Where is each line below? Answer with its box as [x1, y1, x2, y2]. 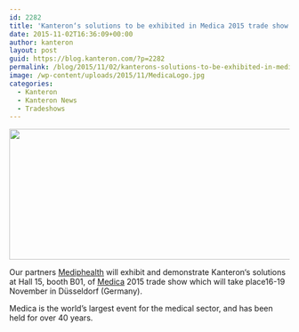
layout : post [9, 46, 58, 55]
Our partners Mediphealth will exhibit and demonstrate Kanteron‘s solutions [9, 267, 287, 278]
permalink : [9, 63, 50, 72]
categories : [9, 79, 53, 88]
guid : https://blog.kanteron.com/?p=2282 [9, 54, 166, 63]
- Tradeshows [17, 104, 66, 113]
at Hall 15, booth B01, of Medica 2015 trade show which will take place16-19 [9, 277, 286, 287]
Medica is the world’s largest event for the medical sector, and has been [9, 304, 273, 314]
